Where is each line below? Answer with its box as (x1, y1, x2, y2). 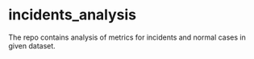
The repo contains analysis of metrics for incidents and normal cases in (8, 32, 246, 42)
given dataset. (8, 40, 56, 50)
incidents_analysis (8, 6, 137, 24)
